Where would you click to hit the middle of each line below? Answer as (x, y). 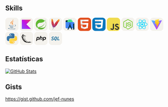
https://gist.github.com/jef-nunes (40, 99)
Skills (14, 8)
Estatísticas (24, 59)
